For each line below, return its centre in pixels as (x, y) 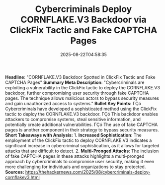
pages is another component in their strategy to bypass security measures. (82, 129)
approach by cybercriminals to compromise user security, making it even (80, 161)
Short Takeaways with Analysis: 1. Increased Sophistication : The (73, 135)
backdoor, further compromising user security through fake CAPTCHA (77, 93)
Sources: (15, 172)
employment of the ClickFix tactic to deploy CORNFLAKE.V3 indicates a (79, 140)
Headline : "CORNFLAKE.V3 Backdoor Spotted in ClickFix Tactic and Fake (80, 77)
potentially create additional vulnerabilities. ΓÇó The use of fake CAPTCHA (82, 124)
